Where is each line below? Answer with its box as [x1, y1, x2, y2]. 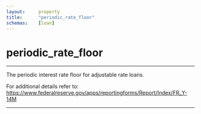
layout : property [6, 8, 60, 15]
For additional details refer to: [6, 83, 79, 90]
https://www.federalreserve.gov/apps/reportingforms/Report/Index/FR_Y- [6, 89, 187, 97]
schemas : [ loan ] [6, 20, 55, 26]
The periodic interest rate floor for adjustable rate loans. [6, 71, 145, 79]
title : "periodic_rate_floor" [6, 14, 95, 20]
